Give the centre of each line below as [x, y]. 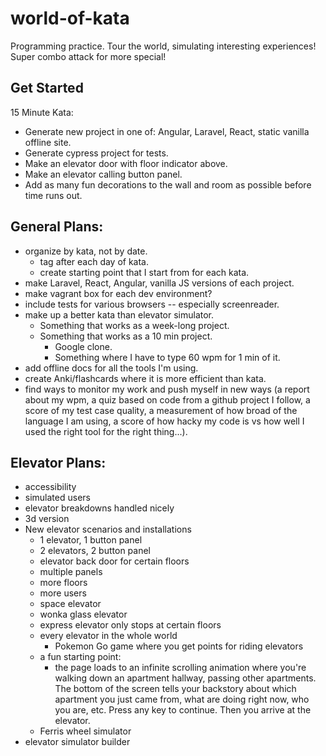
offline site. [48, 142]
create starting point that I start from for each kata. [144, 272]
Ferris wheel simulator [85, 731]
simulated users [57, 498]
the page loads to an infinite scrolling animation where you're [180, 668]
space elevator [70, 604]
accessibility [50, 487]
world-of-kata [70, 18]
